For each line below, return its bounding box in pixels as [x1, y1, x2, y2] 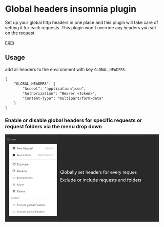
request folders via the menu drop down [5, 123, 102, 130]
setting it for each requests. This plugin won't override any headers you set [5, 24, 156, 30]
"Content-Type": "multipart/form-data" [22, 96, 104, 101]
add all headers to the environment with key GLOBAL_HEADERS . [5, 66, 126, 72]
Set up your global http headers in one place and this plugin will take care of [5, 19, 159, 25]
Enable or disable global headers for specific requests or [5, 117, 143, 124]
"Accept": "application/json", [22, 86, 86, 91]
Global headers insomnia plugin [5, 3, 137, 15]
